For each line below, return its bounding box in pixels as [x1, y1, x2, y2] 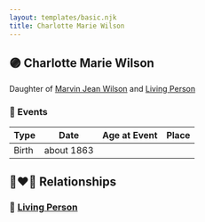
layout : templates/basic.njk [9, 12, 117, 22]
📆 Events [9, 106, 49, 119]
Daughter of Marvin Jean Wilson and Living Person [9, 84, 196, 95]
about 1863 [43, 144, 94, 156]
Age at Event [101, 128, 158, 141]
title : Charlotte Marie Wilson [9, 21, 125, 30]
